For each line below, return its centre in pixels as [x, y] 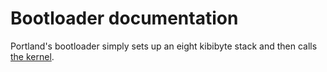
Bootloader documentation [124, 18]
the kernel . [32, 56]
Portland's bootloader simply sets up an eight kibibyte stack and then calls [164, 46]
